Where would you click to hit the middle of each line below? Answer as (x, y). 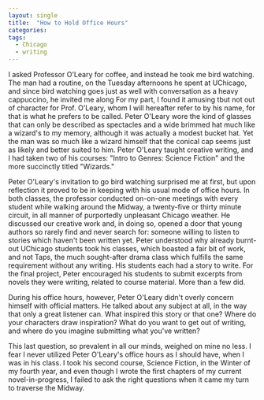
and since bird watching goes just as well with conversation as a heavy (123, 91)
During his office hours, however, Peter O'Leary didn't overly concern (121, 297)
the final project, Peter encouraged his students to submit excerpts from (125, 274)
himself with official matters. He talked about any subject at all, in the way (128, 306)
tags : (17, 37)
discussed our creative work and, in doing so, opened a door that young (125, 224)
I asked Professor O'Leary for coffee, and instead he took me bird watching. (131, 74)
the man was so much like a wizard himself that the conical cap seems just (129, 141)
